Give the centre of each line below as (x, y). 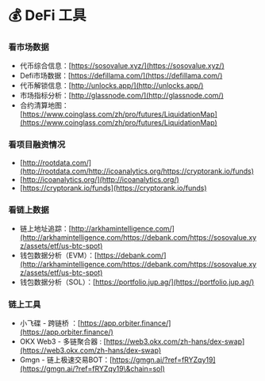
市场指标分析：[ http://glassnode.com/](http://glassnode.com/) (121, 96)
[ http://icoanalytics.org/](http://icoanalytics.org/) (100, 179)
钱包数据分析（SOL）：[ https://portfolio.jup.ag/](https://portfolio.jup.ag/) (137, 282)
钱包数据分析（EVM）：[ (58, 255)
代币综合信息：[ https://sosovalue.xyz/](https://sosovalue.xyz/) (122, 66)
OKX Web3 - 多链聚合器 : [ (63, 341)
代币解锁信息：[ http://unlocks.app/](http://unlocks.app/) (111, 86)
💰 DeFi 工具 (47, 15)
